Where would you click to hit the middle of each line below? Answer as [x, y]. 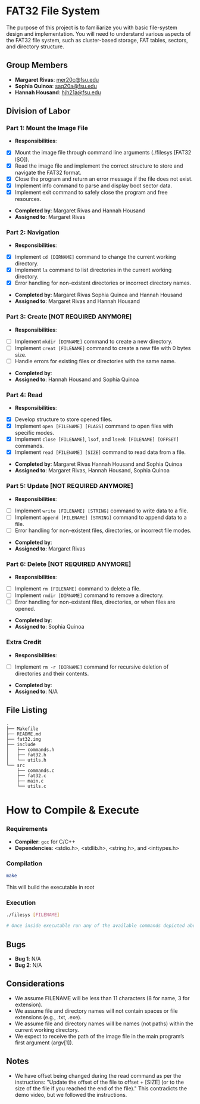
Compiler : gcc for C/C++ [45, 842]
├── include [21, 745]
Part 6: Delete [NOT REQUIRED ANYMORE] [69, 564]
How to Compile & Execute [73, 810]
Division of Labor [38, 111]
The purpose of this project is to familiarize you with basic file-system [92, 27]
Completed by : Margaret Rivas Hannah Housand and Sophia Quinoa [99, 464]
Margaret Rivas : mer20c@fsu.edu [57, 79]
